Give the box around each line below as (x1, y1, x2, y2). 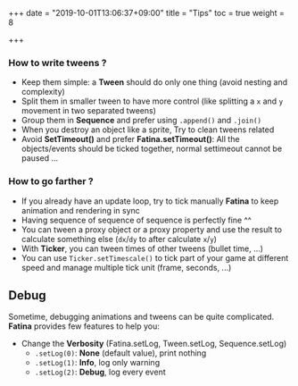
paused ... (21, 153, 59, 164)
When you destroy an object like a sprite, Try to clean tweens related (21, 124, 275, 135)
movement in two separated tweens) (21, 105, 157, 116)
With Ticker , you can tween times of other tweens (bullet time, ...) (21, 243, 264, 254)
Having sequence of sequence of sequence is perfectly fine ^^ (21, 214, 252, 225)
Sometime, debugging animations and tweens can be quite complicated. (8, 312, 275, 323)
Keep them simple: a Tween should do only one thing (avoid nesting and (21, 77, 288, 88)
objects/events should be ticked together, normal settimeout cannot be (21, 143, 283, 155)
